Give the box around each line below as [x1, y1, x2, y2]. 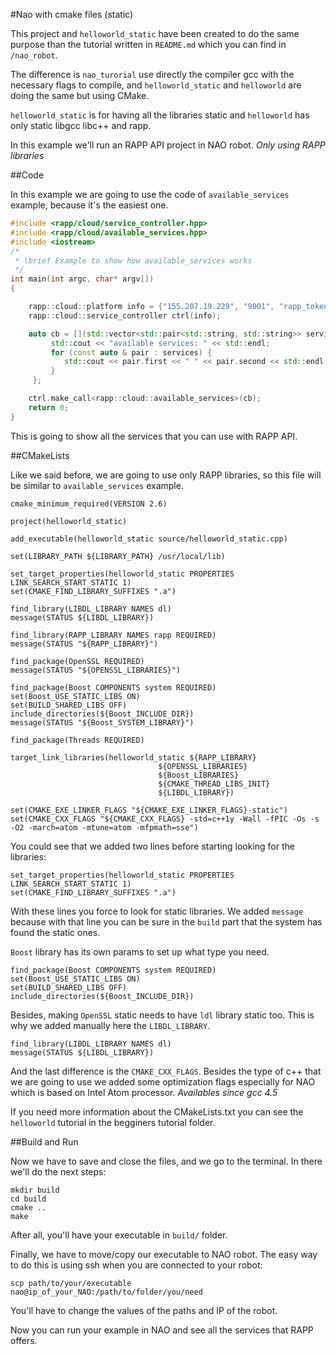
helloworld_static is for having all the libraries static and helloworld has [10, 109, 310, 121]
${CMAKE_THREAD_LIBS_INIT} [158, 779, 271, 789]
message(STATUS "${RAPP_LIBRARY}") [10, 639, 159, 649]
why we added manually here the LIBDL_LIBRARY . [10, 1019, 211, 1031]
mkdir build [10, 1185, 60, 1195]
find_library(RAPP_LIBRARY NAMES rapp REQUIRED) [10, 630, 217, 640]
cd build [10, 1194, 47, 1204]
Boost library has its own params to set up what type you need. [10, 945, 270, 958]
